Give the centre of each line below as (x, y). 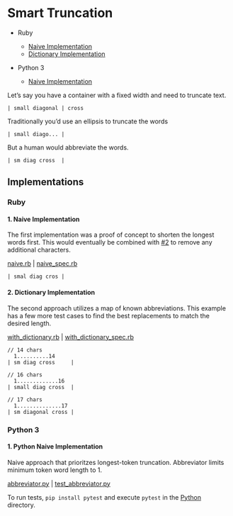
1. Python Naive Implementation (55, 447)
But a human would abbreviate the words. (68, 147)
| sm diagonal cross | (41, 412)
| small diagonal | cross (45, 108)
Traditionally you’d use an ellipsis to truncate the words (88, 121)
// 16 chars (25, 375)
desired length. (29, 323)
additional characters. (39, 250)
